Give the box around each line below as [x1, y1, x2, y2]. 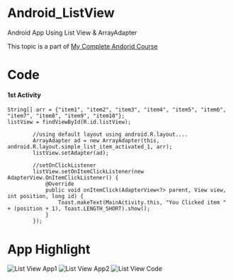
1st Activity [7, 91, 41, 99]
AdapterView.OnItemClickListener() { [7, 175, 119, 182]
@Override [45, 180, 74, 188]
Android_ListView [7, 5, 115, 21]
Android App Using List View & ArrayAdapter [7, 28, 137, 37]
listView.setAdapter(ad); [33, 150, 110, 157]
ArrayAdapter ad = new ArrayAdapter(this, [33, 137, 160, 144]
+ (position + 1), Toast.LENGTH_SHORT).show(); [7, 205, 151, 213]
